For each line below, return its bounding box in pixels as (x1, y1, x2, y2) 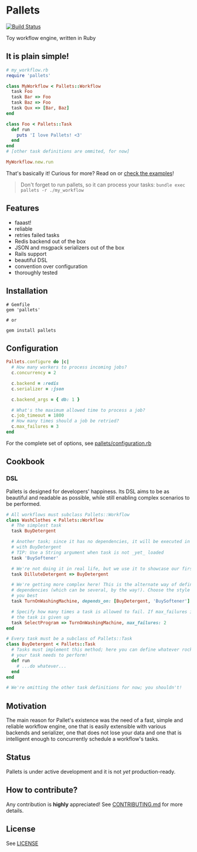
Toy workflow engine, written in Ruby (6, 34, 96, 41)
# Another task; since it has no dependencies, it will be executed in (11, 539, 191, 545)
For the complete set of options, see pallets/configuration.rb (6, 440, 152, 447)
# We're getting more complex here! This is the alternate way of (11, 582, 177, 588)
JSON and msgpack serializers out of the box (14, 244, 125, 251)
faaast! (14, 219, 32, 226)
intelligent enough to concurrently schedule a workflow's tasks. (6, 735, 159, 743)
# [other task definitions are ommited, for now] (6, 148, 130, 155)
